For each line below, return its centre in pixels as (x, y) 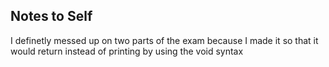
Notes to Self (51, 16)
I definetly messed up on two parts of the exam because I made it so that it (164, 40)
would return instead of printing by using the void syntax (127, 51)
